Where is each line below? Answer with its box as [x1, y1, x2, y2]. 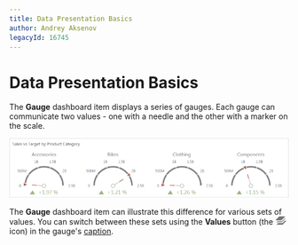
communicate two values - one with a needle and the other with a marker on [9, 111, 288, 122]
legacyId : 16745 [9, 33, 69, 42]
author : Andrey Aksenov [9, 23, 98, 33]
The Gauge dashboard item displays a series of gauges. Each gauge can [9, 102, 276, 113]
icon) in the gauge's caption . [9, 226, 114, 237]
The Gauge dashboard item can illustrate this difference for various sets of [9, 207, 282, 217]
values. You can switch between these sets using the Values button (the [9, 217, 273, 227]
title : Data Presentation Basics [9, 14, 133, 23]
